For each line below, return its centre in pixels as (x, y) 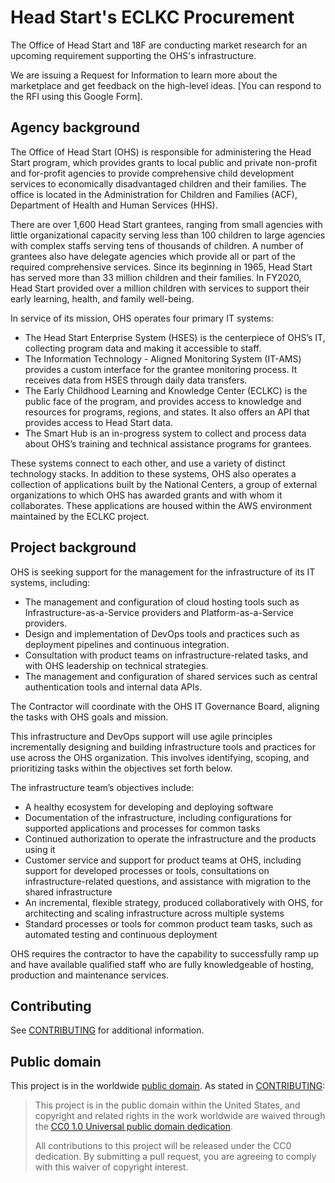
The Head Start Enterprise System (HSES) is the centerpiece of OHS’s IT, (175, 337)
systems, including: (50, 582)
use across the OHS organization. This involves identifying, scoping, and (160, 757)
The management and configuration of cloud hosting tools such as (162, 602)
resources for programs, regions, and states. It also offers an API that (167, 412)
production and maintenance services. (89, 975)
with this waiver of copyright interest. (111, 1167)
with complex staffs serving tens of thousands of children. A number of (157, 245)
